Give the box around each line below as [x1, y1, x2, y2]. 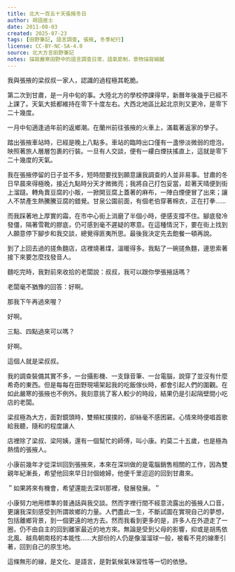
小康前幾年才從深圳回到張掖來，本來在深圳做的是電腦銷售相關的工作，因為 [7, 460, 222, 468]
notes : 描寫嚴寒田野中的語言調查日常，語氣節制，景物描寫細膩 [7, 56, 165, 63]
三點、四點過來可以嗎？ [7, 327, 75, 335]
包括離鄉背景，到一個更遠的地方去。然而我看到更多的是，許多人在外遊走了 [7, 516, 222, 524]
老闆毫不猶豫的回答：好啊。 [7, 282, 87, 291]
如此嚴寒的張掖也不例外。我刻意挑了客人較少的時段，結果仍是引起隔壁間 [7, 389, 215, 398]
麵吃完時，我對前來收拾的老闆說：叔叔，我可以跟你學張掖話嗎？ [7, 267, 191, 276]
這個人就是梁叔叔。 [7, 356, 63, 365]
